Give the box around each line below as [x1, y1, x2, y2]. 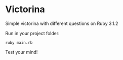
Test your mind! [5, 49, 38, 55]
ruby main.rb [5, 40, 33, 45]
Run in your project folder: [5, 30, 60, 36]
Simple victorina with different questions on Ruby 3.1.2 [5, 20, 118, 26]
